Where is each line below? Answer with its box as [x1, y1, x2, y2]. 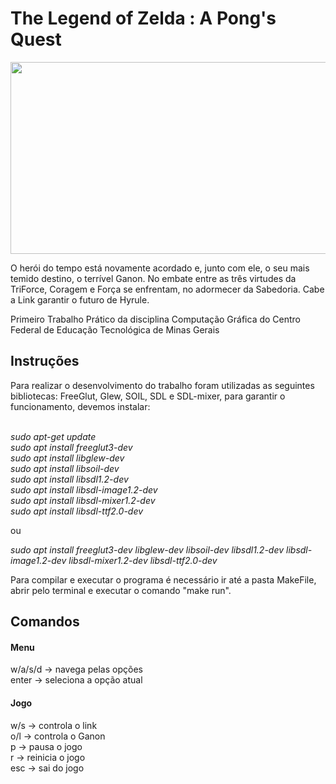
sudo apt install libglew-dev [10, 452, 125, 464]
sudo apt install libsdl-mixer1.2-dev [10, 494, 156, 506]
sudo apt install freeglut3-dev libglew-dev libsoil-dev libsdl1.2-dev [10, 543, 285, 556]
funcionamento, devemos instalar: [10, 400, 151, 412]
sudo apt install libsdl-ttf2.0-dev [10, 505, 144, 517]
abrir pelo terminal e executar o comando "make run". [10, 584, 232, 596]
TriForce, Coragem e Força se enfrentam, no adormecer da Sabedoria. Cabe [10, 283, 325, 295]
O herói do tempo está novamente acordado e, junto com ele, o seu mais [10, 262, 310, 274]
